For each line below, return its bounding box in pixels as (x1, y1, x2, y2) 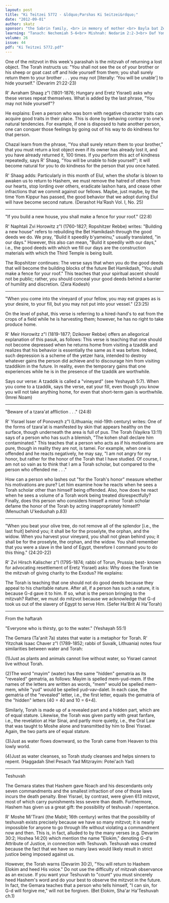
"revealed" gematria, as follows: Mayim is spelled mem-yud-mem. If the (5, 676, 154, 682)
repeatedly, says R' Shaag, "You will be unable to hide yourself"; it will (5, 157, 150, 163)
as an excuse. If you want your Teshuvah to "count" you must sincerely (5, 871, 153, 877)
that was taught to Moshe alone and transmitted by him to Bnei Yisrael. (5, 723, 152, 729)
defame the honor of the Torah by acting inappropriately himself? (5, 503, 140, 509)
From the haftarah (5, 615, 43, 621)
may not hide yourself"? (5, 100, 55, 106)
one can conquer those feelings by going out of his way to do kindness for (5, 126, 159, 132)
